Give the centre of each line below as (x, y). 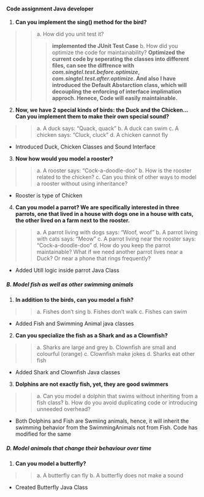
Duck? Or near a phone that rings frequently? (94, 258)
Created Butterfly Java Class (51, 487)
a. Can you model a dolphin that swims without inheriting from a (117, 396)
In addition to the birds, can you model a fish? (74, 300)
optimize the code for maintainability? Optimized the (118, 53)
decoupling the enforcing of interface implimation (117, 91)
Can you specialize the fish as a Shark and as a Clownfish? (91, 336)
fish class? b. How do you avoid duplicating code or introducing (117, 403)
